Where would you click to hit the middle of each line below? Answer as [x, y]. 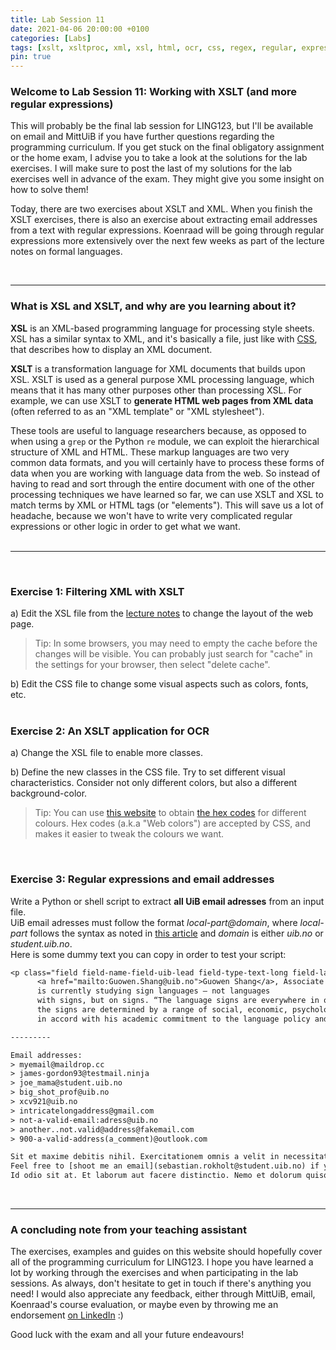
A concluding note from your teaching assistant [128, 1230]
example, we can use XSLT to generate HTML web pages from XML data [162, 400]
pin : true [31, 57]
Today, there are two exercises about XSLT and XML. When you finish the [161, 209]
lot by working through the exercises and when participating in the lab [154, 1273]
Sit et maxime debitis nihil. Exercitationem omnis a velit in [145, 1157]
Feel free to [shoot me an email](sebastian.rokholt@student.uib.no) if [165, 1166]
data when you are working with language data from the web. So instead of [165, 473]
